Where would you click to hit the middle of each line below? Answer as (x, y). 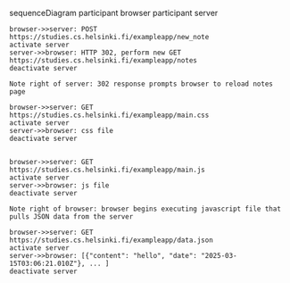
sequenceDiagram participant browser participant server (114, 13)
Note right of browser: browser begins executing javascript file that (145, 209)
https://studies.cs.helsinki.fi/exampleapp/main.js (107, 170)
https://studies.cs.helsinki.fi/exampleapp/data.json (112, 240)
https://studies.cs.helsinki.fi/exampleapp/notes (104, 61)
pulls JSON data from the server (71, 217)
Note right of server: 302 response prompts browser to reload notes (141, 84)
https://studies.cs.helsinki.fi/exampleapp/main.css (109, 115)
